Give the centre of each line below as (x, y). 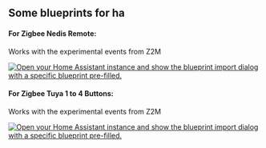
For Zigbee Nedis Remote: (52, 33)
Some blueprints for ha (67, 13)
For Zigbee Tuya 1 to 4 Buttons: (61, 94)
